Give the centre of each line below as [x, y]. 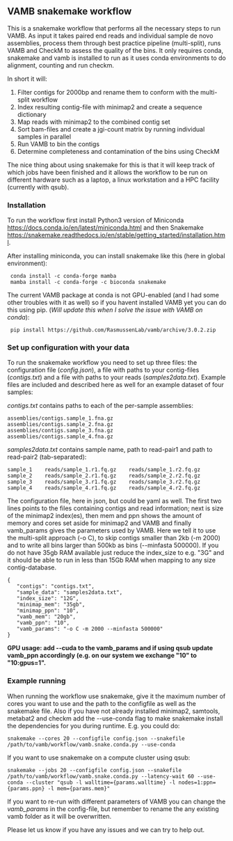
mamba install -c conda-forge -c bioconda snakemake [88, 282]
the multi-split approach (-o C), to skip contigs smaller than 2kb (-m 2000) [114, 538]
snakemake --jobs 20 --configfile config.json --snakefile [95, 770]
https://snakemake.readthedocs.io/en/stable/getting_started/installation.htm [116, 235]
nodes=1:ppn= [197, 783]
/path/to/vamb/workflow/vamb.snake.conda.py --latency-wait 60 [101, 776]
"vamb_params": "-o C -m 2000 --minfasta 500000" [90, 629]
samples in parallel [44, 136]
